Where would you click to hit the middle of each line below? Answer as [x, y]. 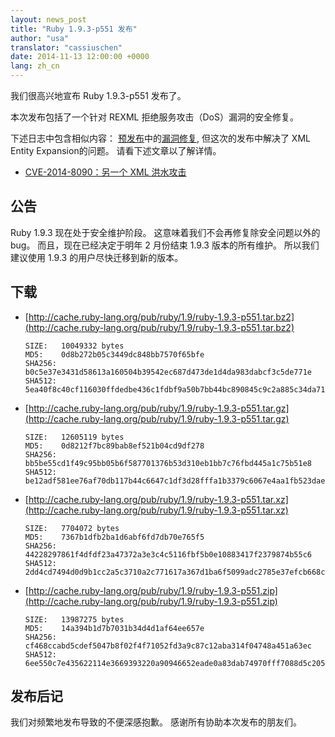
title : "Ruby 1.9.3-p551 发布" [74, 29]
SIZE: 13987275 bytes [74, 619]
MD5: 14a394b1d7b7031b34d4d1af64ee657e [114, 628]
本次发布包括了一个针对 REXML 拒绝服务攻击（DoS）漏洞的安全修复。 [154, 117]
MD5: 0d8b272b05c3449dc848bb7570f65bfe [114, 354]
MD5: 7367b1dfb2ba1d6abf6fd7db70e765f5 [114, 537]
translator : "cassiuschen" [66, 47]
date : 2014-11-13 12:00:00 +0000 [80, 57]
